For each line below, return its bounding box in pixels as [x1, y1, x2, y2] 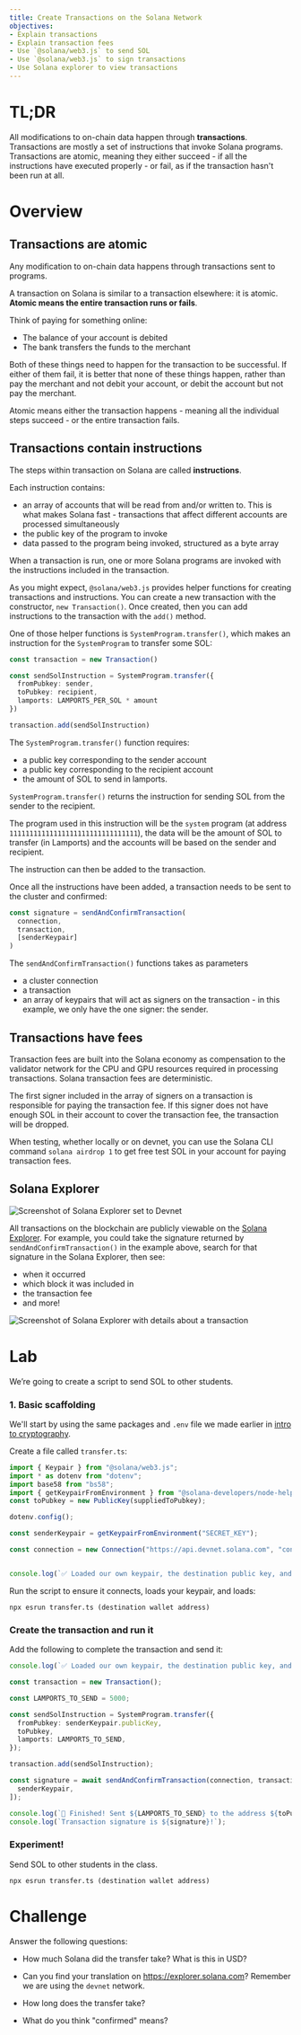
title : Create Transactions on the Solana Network [9, 13, 202, 22]
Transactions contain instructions [9, 441, 203, 456]
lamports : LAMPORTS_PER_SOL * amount [17, 696, 159, 705]
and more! [21, 1297, 61, 1308]
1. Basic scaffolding [9, 1398, 96, 1411]
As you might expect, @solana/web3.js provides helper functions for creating [9, 581, 292, 593]
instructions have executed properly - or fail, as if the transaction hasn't [9, 160, 274, 171]
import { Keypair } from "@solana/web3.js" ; [9, 1463, 178, 1472]
